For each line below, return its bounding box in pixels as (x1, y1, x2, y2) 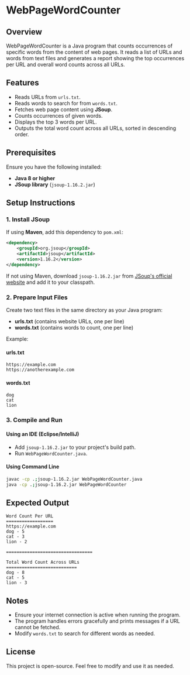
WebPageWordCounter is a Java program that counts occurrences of (6, 42, 173, 49)
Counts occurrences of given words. (14, 112, 103, 119)
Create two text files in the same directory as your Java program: (6, 306, 163, 313)
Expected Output (6, 498, 70, 508)
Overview (6, 27, 43, 37)
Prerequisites (6, 148, 56, 158)
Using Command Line (6, 463, 60, 470)
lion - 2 (6, 539, 27, 545)
